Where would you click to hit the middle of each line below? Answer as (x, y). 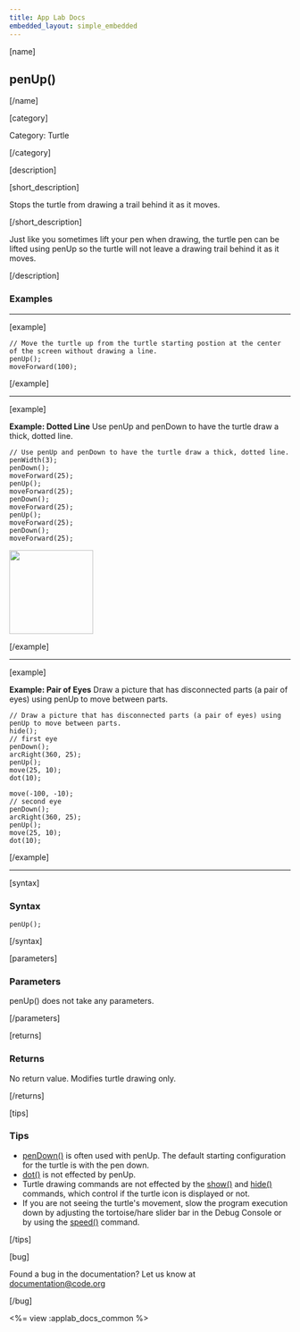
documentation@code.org (57, 1283)
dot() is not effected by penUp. (79, 1174)
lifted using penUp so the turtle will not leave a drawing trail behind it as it (144, 249)
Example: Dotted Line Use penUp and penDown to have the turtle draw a (144, 426)
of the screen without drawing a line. (83, 351)
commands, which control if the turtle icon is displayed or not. (136, 1193)
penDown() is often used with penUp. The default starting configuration (154, 1155)
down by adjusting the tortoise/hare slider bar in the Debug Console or (152, 1212)
